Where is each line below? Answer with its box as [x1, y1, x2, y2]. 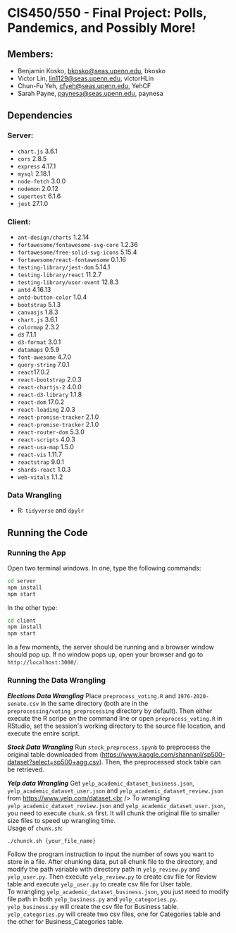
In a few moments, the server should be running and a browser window [7, 643, 214, 652]
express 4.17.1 [17, 161, 56, 170]
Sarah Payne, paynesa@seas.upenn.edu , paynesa [17, 90, 163, 97]
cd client [7, 617, 37, 624]
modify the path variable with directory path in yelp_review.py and [7, 865, 201, 873]
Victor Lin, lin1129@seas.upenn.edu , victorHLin [17, 74, 154, 83]
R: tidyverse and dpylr [17, 506, 85, 515]
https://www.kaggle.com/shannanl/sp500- [101, 750, 225, 759]
